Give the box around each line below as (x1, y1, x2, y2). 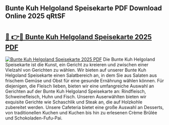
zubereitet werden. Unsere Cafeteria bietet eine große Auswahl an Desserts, (5, 104, 164, 110)
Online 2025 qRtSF (5, 12, 66, 21)
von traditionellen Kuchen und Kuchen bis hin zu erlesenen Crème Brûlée (5, 110, 157, 115)
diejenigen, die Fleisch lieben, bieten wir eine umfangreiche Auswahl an (5, 83, 154, 89)
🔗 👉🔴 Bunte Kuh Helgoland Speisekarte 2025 (5, 33, 152, 41)
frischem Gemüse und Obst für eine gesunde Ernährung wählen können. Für (5, 78, 164, 83)
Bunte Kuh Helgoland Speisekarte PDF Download (5, 4, 162, 13)
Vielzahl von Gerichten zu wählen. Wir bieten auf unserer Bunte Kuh (5, 67, 146, 73)
